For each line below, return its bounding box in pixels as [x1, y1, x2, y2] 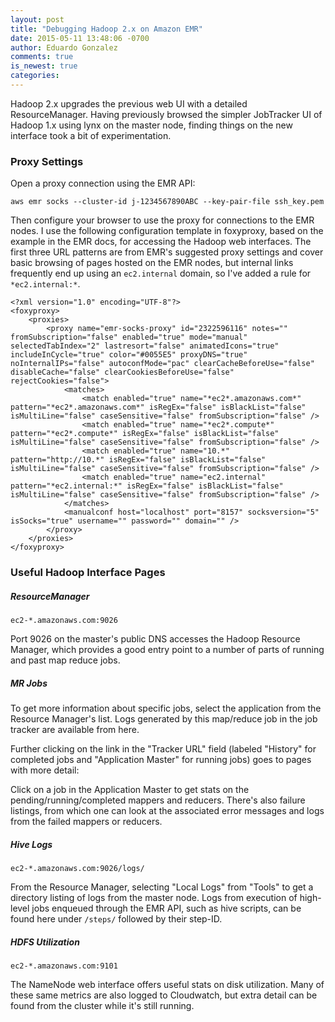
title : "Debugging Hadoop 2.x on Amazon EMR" [10, 24, 203, 34]
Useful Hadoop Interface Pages [10, 566, 166, 580]
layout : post [10, 14, 65, 25]
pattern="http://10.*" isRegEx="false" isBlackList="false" [10, 455, 267, 465]
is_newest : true [10, 61, 78, 71]
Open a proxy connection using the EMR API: [10, 177, 196, 190]
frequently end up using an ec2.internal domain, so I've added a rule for [10, 267, 312, 280]
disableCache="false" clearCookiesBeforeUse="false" [10, 367, 235, 378]
